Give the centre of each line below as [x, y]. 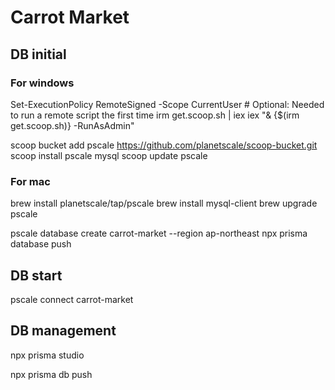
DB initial [38, 54]
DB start [36, 275]
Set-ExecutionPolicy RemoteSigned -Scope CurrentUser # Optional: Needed [167, 104]
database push [41, 244]
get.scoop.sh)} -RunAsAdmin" [72, 125]
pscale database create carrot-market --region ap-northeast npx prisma [159, 233]
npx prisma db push [51, 374]
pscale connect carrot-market [72, 299]
